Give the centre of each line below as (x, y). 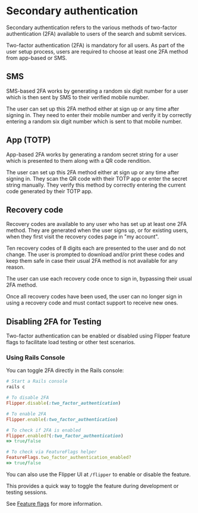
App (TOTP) (29, 140)
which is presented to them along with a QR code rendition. (79, 160)
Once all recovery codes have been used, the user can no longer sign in (94, 297)
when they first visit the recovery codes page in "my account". (83, 237)
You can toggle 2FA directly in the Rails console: (65, 370)
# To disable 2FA (28, 398)
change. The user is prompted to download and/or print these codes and (95, 254)
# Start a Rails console (37, 382)
